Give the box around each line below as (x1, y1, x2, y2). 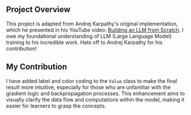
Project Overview (6, 5, 71, 15)
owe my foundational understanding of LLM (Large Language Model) (6, 32, 172, 40)
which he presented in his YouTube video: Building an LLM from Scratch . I (6, 26, 184, 33)
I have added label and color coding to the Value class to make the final (6, 77, 178, 84)
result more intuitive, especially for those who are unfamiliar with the (6, 83, 171, 90)
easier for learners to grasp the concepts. (6, 102, 106, 109)
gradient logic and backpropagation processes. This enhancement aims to (6, 90, 185, 97)
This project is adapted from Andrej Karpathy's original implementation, (6, 20, 178, 27)
